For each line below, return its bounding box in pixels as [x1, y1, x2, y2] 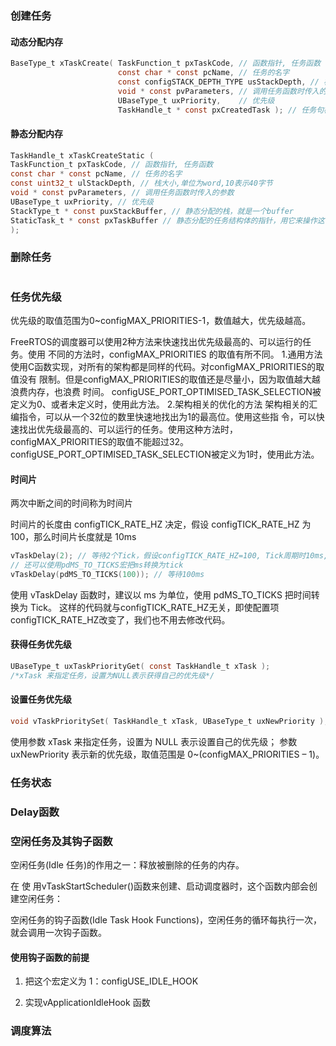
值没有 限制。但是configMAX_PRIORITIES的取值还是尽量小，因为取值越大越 [10, 373, 321, 386]
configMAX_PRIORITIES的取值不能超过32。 [10, 436, 190, 448]
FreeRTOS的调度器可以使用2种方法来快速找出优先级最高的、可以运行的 [10, 336, 303, 348]
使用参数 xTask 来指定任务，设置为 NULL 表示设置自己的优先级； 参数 [10, 735, 298, 747]
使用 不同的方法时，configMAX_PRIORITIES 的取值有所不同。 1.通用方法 [27, 348, 323, 361]
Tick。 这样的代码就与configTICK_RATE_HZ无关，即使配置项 [29, 601, 280, 613]
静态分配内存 [10, 127, 63, 139]
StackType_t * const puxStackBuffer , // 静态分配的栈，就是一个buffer [10, 206, 295, 216]
